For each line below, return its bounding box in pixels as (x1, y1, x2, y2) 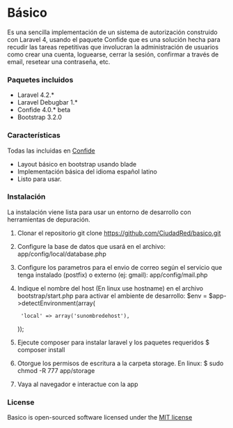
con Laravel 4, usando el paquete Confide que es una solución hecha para (7, 35, 220, 43)
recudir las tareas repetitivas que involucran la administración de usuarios (7, 43, 219, 51)
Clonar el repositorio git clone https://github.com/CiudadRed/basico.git (17, 229, 221, 237)
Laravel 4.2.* (17, 91, 54, 99)
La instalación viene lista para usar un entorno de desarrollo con (7, 208, 191, 216)
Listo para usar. (17, 174, 62, 183)
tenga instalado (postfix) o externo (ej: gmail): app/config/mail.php (17, 270, 208, 279)
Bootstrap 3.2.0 (17, 113, 63, 121)
